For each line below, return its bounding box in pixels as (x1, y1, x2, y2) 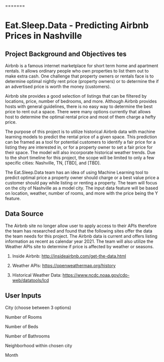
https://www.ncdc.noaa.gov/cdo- (62, 272, 130, 278)
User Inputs (5, 291, 42, 300)
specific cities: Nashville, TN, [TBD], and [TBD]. (5, 160, 101, 166)
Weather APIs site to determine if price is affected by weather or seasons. (5, 243, 154, 249)
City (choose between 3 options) (5, 305, 71, 310)
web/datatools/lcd (12, 277, 49, 283)
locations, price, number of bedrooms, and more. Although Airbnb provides (5, 99, 157, 104)
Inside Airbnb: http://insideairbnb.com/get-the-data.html (12, 253, 126, 259)
